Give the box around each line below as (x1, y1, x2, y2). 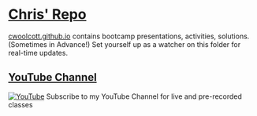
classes (8, 100, 33, 109)
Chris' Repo (8, 5, 87, 24)
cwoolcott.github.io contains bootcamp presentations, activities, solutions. (8, 31, 250, 41)
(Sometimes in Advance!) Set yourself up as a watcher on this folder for (8, 39, 241, 49)
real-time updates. (8, 48, 69, 57)
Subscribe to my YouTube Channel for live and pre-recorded (46, 92, 243, 101)
